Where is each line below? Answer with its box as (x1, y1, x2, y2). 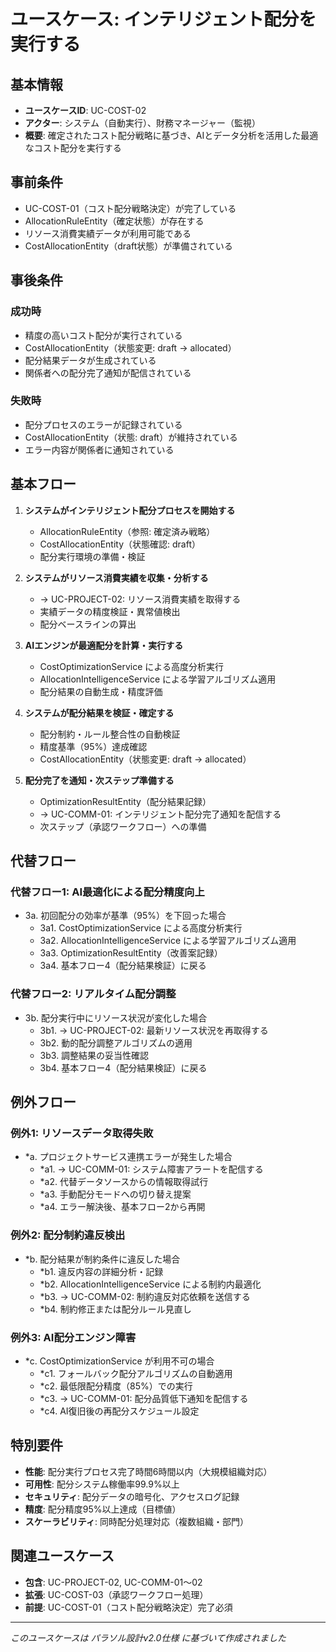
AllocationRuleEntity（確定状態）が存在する (24, 215, 205, 227)
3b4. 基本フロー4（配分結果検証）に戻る (39, 1061, 208, 1074)
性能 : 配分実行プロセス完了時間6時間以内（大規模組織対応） (24, 1465, 273, 1477)
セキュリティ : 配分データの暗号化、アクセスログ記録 (24, 1490, 240, 1502)
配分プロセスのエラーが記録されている (24, 418, 183, 430)
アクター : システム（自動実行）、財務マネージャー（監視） (24, 117, 262, 129)
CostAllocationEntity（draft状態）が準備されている (24, 240, 233, 252)
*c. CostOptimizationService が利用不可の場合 (24, 1355, 215, 1367)
